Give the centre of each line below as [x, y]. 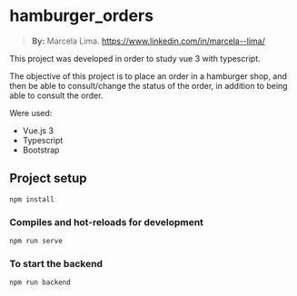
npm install [32, 199]
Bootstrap [41, 150]
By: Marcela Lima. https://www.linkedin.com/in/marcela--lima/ [148, 41]
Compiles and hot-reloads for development [107, 222]
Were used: [31, 113]
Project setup [49, 178]
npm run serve [36, 242]
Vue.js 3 [38, 130]
